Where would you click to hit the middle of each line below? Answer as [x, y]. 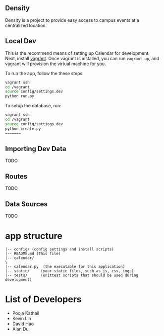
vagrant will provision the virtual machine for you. [55, 64]
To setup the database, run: [33, 106]
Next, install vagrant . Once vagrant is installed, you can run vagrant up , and [82, 58]
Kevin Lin [22, 318]
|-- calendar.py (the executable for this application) [65, 266]
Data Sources [27, 204]
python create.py [23, 129]
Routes [16, 176]
